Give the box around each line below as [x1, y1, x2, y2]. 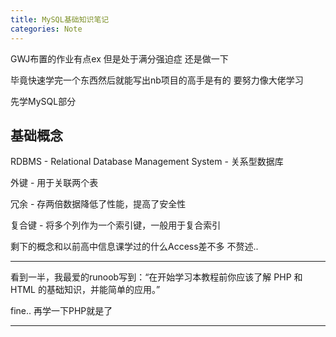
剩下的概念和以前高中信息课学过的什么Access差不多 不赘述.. [10, 241, 259, 253]
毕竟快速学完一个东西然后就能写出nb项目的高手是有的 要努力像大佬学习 [10, 74, 304, 86]
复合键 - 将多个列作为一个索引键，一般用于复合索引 [10, 219, 222, 231]
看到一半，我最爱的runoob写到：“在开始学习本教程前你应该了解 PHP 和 [10, 271, 303, 283]
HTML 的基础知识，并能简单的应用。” [10, 284, 161, 296]
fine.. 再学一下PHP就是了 [10, 305, 113, 317]
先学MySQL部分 [10, 95, 77, 107]
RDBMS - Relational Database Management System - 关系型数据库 [10, 156, 284, 168]
